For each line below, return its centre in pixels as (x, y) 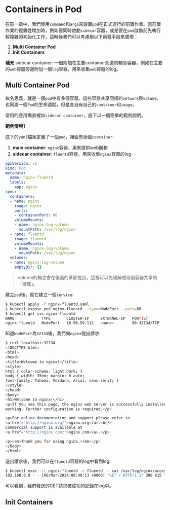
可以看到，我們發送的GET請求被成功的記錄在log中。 (59, 486)
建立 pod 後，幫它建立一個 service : (39, 295)
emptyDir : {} (28, 267)
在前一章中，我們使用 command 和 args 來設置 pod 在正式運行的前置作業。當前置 (83, 24)
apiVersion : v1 (21, 163)
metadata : (16, 173)
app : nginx (26, 187)
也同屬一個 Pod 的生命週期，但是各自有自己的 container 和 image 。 (71, 104)
